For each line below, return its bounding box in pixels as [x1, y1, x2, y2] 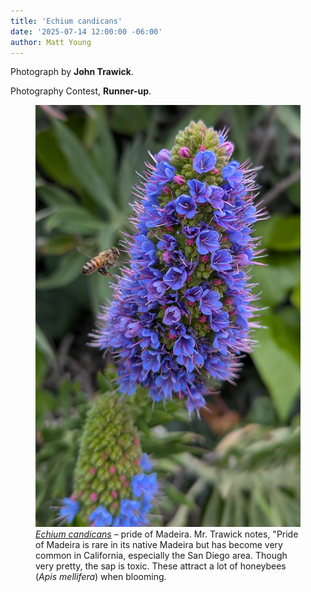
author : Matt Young [10, 37, 92, 47]
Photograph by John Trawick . [10, 66, 134, 78]
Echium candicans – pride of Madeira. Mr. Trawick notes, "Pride [35, 528, 299, 540]
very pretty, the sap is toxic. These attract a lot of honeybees [35, 560, 287, 572]
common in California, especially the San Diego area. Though [35, 549, 288, 561]
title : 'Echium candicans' [10, 16, 123, 26]
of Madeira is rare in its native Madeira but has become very [35, 538, 283, 550]
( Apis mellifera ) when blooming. [35, 570, 167, 582]
